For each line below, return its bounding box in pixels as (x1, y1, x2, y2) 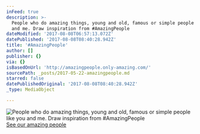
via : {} (6, 59, 26, 65)
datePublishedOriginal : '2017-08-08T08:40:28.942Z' (6, 81, 138, 87)
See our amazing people (6, 121, 67, 128)
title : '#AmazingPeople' (6, 42, 68, 48)
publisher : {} (6, 53, 42, 59)
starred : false (6, 75, 44, 81)
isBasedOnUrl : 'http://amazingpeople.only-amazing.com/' (6, 64, 151, 71)
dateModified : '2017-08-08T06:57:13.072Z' (6, 31, 114, 37)
